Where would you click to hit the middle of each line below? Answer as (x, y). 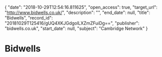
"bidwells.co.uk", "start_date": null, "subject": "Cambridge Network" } (76, 28)
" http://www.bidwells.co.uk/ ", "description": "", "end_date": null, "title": (77, 12)
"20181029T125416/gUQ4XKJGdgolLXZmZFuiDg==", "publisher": (72, 23)
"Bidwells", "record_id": (29, 18)
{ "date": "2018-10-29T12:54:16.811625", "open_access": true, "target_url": (81, 7)
